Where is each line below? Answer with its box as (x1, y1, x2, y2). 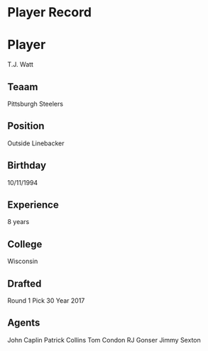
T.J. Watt (7, 60, 34, 69)
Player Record (7, 4, 92, 21)
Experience (7, 199, 59, 211)
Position (7, 120, 45, 132)
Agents (7, 317, 40, 329)
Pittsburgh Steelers (7, 99, 64, 108)
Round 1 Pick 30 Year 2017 (7, 296, 85, 305)
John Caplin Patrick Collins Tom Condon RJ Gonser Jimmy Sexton (7, 335, 201, 344)
